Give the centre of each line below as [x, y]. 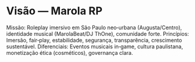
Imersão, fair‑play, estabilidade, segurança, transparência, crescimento [94, 40]
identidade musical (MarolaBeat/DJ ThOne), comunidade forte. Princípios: [97, 33]
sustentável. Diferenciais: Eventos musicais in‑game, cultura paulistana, [94, 46]
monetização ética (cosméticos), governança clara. [70, 52]
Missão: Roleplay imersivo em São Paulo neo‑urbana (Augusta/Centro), [94, 27]
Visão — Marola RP [55, 11]
